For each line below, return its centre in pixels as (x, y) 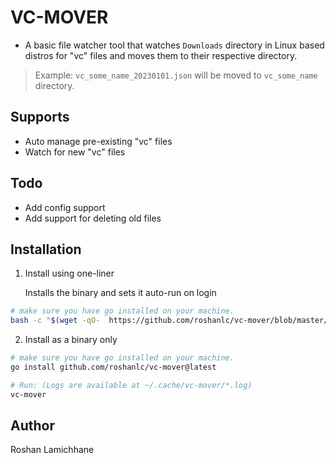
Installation (46, 249)
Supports (40, 117)
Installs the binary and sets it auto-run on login (120, 293)
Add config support (65, 207)
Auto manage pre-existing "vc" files (98, 141)
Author (32, 426)
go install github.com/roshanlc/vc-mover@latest (113, 367)
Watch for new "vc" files (75, 152)
